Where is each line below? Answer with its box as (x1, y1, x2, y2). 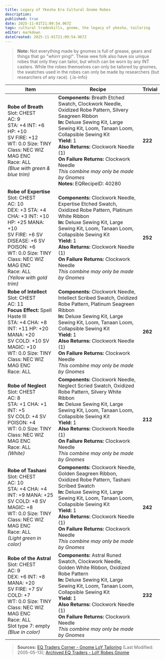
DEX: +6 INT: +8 (7, 573, 45, 580)
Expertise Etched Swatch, (58, 200, 117, 207)
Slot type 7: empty (7, 622, 50, 629)
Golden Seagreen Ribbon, (58, 470, 118, 477)
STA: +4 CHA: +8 (7, 319, 47, 326)
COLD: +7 (7, 592, 30, 599)
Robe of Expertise (7, 188, 51, 195)
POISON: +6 (7, 243, 36, 250)
